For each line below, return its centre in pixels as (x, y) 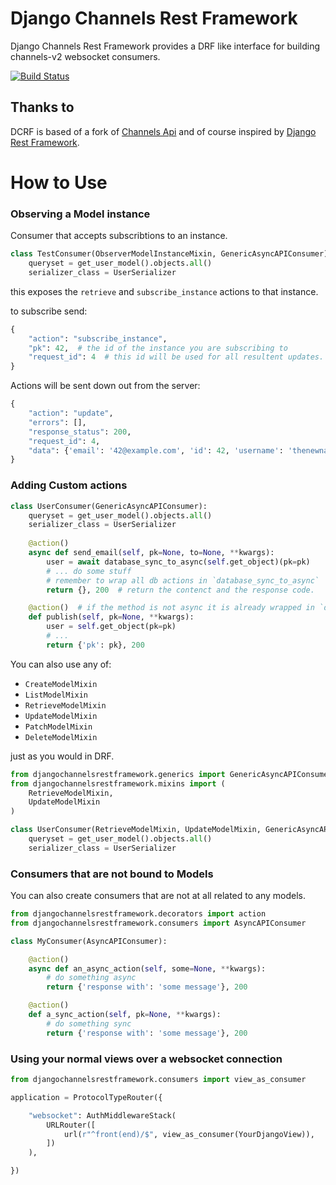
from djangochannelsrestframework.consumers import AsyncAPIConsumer (158, 923)
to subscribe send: (49, 311)
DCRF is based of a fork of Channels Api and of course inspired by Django (163, 131)
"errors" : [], (57, 422)
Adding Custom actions (69, 485)
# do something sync (89, 1023)
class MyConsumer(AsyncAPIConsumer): (89, 941)
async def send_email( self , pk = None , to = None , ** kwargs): (151, 553)
